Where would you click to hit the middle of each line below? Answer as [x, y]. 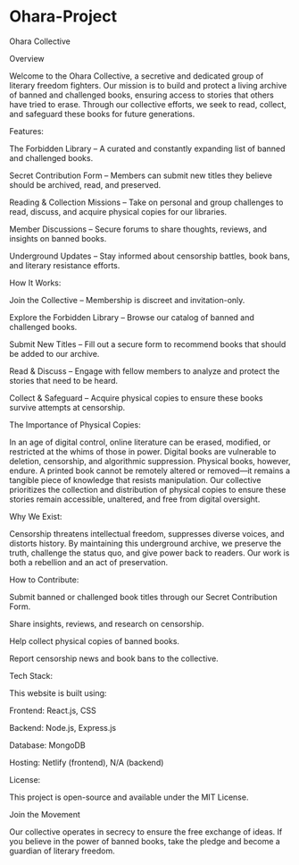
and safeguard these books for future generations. [102, 114]
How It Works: [35, 283]
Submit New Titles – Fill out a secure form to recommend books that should [148, 344]
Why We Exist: [36, 516]
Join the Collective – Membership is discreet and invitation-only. [127, 300]
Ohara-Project [63, 17]
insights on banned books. [58, 238]
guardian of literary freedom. [62, 851]
